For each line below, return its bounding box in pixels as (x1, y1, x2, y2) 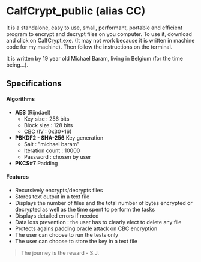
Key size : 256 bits (23, 115, 70, 122)
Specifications (6, 79, 62, 89)
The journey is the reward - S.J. (20, 249, 100, 256)
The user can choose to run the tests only (14, 231, 119, 238)
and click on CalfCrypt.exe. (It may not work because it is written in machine (6, 37, 195, 44)
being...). (6, 61, 29, 68)
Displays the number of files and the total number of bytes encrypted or (14, 199, 193, 206)
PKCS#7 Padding (14, 159, 58, 167)
